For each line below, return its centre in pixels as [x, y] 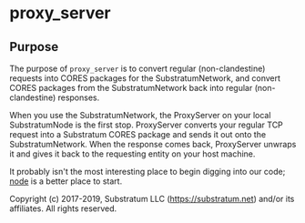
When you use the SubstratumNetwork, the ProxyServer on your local [140, 115]
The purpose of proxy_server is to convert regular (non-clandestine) [137, 68]
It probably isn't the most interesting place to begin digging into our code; [147, 172]
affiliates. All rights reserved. [63, 208]
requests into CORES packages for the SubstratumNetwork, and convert [145, 78]
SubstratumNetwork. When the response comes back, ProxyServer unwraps [153, 144]
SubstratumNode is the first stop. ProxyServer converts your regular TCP [147, 125]
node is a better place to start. [66, 181]
